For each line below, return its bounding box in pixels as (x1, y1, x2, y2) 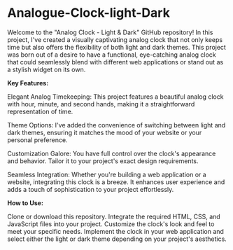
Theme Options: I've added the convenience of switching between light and (7, 120, 226, 129)
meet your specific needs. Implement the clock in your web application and (7, 227, 224, 235)
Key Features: (7, 78, 49, 87)
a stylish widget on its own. (7, 65, 86, 74)
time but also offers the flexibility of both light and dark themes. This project (7, 43, 226, 51)
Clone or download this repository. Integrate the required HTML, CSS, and (7, 212, 220, 221)
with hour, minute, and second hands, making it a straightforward (7, 99, 195, 108)
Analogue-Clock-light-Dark (7, 5, 170, 21)
